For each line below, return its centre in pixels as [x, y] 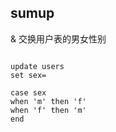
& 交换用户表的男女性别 [58, 38]
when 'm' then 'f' [48, 101]
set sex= [28, 75]
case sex [28, 92]
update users [37, 66]
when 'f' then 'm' [48, 110]
